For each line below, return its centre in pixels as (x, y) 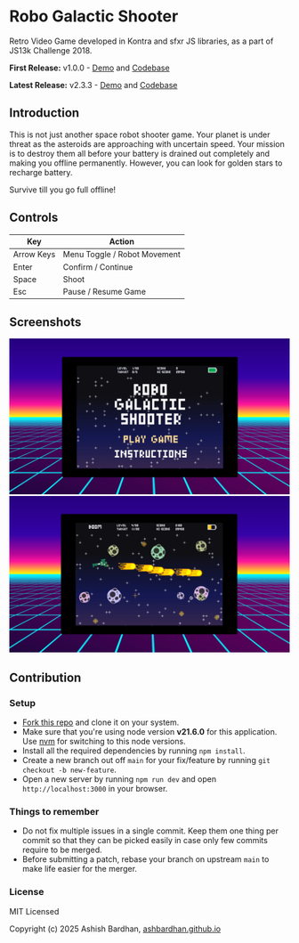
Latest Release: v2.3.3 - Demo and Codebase (93, 85)
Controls (34, 218)
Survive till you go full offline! (63, 190)
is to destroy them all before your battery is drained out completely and (139, 153)
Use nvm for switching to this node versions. (104, 742)
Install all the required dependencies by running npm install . (133, 751)
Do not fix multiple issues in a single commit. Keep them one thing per (150, 831)
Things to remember (54, 812)
